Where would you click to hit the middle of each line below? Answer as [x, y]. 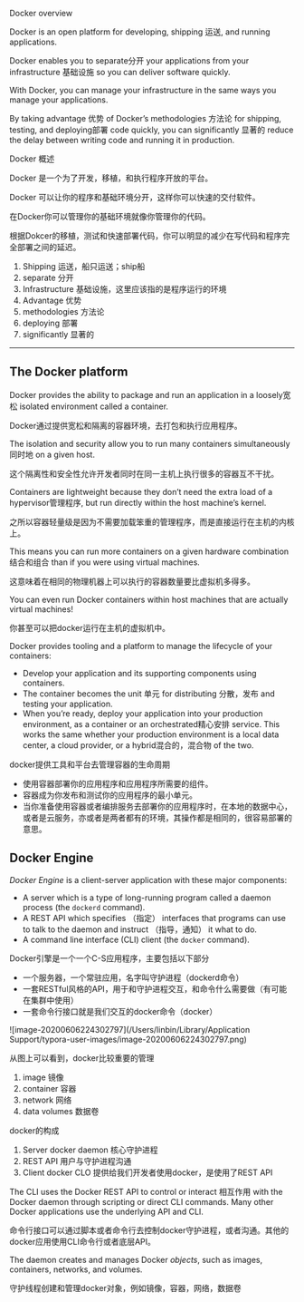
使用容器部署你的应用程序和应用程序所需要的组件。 [118, 783]
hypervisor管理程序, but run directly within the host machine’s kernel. [138, 502]
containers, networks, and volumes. [76, 1269]
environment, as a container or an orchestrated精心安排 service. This [151, 724]
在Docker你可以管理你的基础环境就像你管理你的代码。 [110, 216]
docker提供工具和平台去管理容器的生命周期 [90, 764]
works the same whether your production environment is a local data [151, 734]
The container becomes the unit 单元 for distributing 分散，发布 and [149, 694]
